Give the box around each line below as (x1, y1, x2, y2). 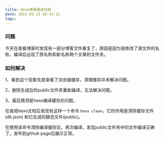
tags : (5, 16, 16, 21)
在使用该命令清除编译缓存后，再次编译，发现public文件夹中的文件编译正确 (5, 124, 155, 130)
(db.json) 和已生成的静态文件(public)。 (5, 114, 83, 120)
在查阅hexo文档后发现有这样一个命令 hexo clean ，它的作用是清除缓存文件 (5, 108, 154, 114)
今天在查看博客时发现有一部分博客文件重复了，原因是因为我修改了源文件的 (5, 45, 155, 51)
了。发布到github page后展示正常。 (5, 130, 77, 136)
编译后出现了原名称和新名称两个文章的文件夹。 (13, 51, 108, 57)
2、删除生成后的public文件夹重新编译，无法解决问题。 (5, 87, 115, 93)
